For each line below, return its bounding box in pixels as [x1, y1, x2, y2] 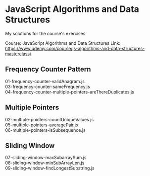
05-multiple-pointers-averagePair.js [5, 122, 78, 128]
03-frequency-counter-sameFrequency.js [5, 84, 90, 89]
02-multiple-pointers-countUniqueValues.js [5, 116, 94, 122]
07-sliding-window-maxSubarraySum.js [5, 155, 87, 161]
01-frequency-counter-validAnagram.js [5, 78, 85, 84]
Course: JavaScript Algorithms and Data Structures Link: [5, 40, 120, 46]
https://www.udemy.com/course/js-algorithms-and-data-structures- [5, 45, 145, 51]
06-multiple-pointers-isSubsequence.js [5, 127, 86, 133]
